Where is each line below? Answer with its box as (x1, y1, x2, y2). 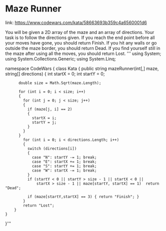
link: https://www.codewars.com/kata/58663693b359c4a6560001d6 (5, 19, 147, 25)
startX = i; (31, 115, 57, 120)
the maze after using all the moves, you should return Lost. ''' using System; (5, 50, 162, 56)
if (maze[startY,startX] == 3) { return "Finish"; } (27, 194, 140, 199)
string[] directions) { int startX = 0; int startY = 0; (5, 70, 105, 76)
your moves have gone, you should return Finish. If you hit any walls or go (5, 39, 157, 45)
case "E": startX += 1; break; (31, 159, 97, 164)
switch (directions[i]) (27, 146, 77, 151)
